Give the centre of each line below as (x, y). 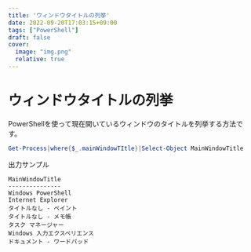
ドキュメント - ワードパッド (49, 241)
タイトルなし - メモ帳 (40, 217)
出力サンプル (29, 164)
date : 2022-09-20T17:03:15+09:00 (63, 23)
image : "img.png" (44, 52)
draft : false (29, 37)
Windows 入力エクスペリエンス (51, 233)
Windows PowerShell (40, 193)
